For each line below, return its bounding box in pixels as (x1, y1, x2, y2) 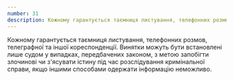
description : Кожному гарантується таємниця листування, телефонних (7, 17, 210, 23)
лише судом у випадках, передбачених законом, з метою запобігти (7, 50, 209, 59)
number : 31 (7, 10, 39, 17)
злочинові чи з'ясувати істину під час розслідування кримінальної (7, 57, 205, 66)
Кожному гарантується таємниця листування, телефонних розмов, (7, 35, 208, 43)
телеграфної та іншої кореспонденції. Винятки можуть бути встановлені (7, 43, 223, 51)
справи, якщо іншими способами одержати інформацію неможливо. (7, 65, 212, 73)
